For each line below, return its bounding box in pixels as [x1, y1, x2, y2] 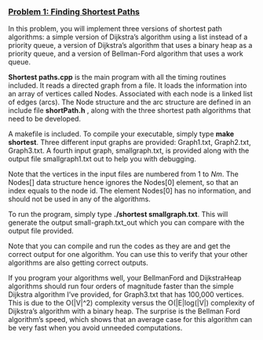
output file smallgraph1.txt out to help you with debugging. [8, 154, 196, 164]
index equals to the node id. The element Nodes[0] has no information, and [8, 186, 251, 196]
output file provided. [8, 226, 75, 236]
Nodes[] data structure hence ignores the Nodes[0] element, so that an [8, 178, 239, 187]
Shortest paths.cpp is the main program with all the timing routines [8, 73, 226, 82]
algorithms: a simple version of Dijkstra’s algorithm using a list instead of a [8, 32, 248, 42]
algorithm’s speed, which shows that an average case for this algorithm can [8, 315, 253, 324]
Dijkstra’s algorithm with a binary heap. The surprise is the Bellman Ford [8, 306, 241, 316]
